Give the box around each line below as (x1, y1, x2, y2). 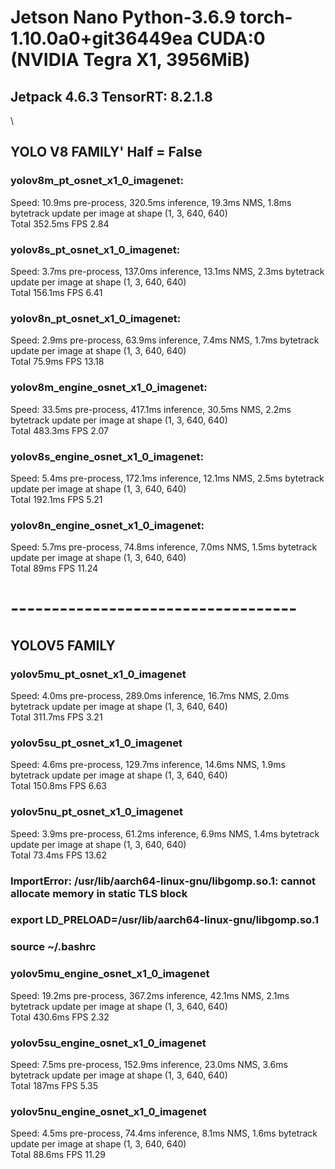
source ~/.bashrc (10, 940, 97, 954)
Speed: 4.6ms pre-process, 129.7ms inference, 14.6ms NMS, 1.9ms (10, 759, 286, 771)
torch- (239, 6, 293, 29)
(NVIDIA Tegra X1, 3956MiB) (10, 49, 251, 71)
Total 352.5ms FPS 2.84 (10, 217, 110, 230)
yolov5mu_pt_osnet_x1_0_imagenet (10, 667, 187, 681)
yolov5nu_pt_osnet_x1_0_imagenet (10, 805, 183, 819)
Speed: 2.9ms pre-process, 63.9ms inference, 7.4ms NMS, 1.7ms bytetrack (10, 334, 320, 346)
